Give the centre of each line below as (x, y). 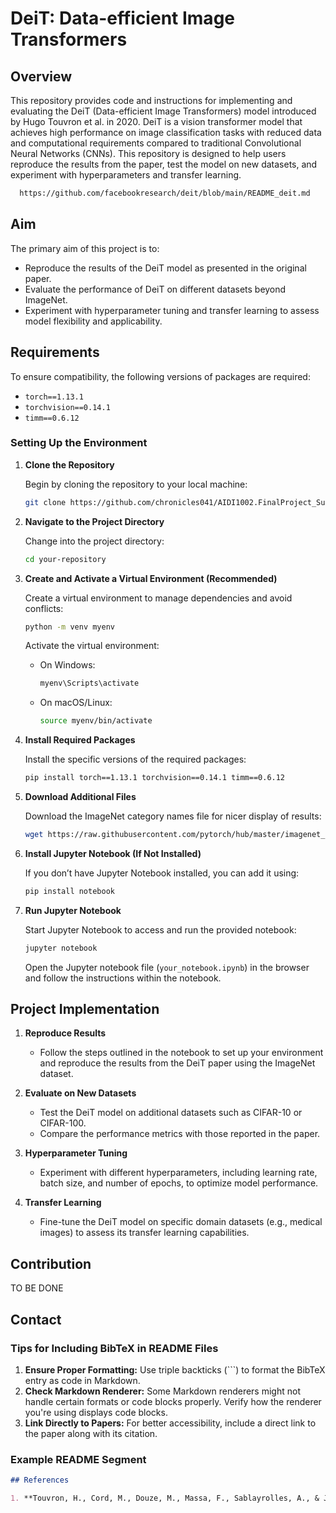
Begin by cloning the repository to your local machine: (136, 484)
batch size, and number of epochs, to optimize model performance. (179, 1183)
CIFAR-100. (63, 1123)
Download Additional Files (80, 797)
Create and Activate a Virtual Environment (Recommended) (151, 578)
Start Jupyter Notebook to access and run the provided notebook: (160, 929)
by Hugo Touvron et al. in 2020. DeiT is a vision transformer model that (156, 121)
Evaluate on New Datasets (80, 1093)
